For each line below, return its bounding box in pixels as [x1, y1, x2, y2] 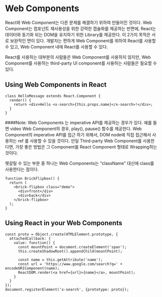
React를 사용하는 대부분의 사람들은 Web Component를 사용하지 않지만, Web [5, 54, 151, 60]
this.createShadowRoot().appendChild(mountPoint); [17, 248, 123, 254]
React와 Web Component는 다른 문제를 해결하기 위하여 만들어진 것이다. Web [5, 19, 152, 25]
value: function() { [14, 240, 55, 245]
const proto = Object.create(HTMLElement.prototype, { [5, 231, 118, 237]
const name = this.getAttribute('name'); [17, 257, 103, 262]
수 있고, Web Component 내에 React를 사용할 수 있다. [5, 44, 108, 49]
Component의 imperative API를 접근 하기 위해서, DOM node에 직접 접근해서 [5, 132, 151, 137]
